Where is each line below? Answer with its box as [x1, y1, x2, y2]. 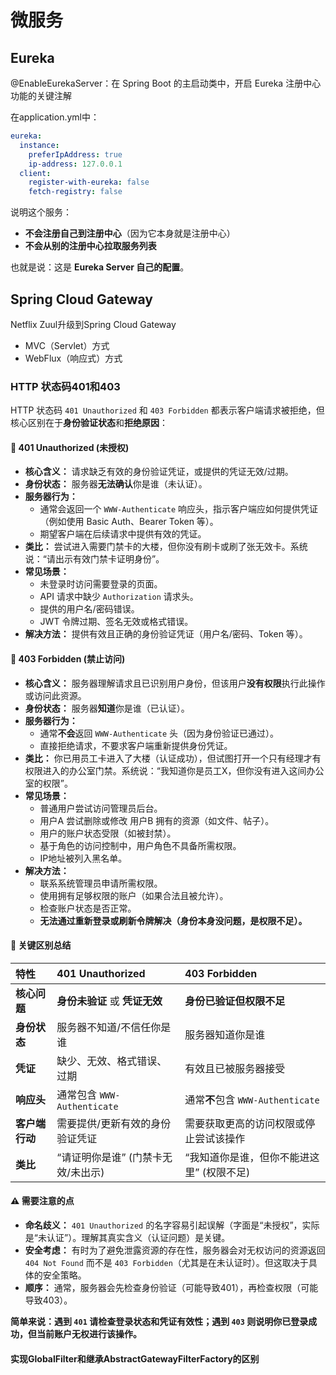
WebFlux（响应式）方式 [24, 352, 123, 364]
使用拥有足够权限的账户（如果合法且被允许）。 [39, 889, 229, 901]
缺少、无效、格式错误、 [56, 1054, 168, 1068]
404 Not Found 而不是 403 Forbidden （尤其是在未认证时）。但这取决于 [24, 1257, 309, 1269]
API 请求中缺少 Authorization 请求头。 [39, 591, 199, 603]
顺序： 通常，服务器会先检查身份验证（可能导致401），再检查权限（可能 [24, 1282, 319, 1294]
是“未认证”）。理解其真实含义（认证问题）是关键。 [24, 1232, 231, 1244]
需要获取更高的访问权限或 [184, 1116, 306, 1130]
